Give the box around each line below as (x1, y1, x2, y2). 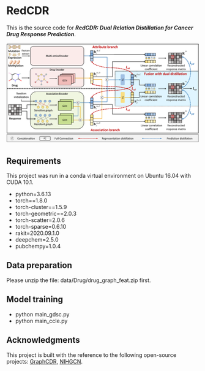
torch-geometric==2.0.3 (15, 210, 76, 218)
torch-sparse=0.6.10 (15, 223, 67, 231)
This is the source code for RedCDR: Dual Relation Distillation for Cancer (6, 24, 194, 31)
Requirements (6, 156, 61, 166)
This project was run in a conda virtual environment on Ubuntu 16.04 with (6, 172, 192, 180)
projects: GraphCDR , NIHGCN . (6, 358, 83, 365)
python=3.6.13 (15, 191, 51, 198)
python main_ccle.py (15, 317, 68, 324)
